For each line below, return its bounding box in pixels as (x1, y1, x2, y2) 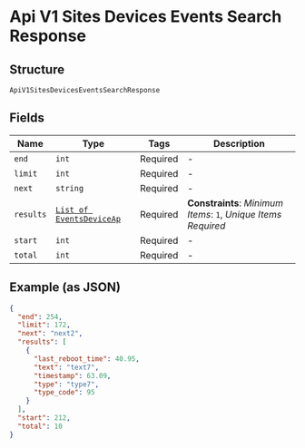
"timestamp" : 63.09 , (33, 371, 112, 380)
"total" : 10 (17, 422, 64, 431)
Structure (9, 62, 65, 77)
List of (55, 204, 89, 215)
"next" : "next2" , (17, 329, 84, 338)
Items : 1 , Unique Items (187, 208, 282, 220)
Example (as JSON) (9, 279, 121, 296)
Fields (9, 111, 45, 126)
